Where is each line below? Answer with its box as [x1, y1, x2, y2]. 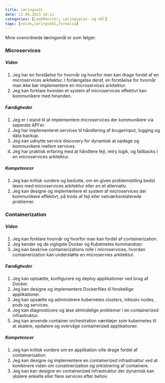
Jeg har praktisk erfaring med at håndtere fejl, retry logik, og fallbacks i [12, 148, 158, 154]
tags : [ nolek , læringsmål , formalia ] [5, 21, 79, 26]
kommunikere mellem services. [12, 143, 76, 149]
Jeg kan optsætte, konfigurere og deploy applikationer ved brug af [12, 275, 149, 281]
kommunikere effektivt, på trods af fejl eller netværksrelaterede [12, 193, 142, 199]
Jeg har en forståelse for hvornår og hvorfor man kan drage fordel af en [12, 72, 159, 78]
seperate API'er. [12, 122, 46, 128]
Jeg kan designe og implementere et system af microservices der [12, 188, 147, 194]
